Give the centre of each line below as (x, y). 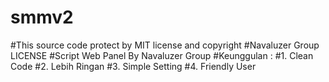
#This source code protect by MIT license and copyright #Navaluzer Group (165, 45)
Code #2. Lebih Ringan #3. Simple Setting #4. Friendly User (133, 66)
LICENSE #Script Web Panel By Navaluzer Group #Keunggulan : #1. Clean (162, 55)
